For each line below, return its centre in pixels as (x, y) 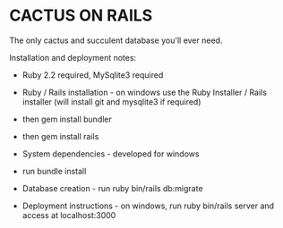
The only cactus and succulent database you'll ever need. (116, 40)
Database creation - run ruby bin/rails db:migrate (112, 188)
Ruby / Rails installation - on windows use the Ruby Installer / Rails (144, 92)
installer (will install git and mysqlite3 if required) (111, 101)
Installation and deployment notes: (73, 57)
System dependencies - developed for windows (111, 154)
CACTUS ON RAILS (81, 16)
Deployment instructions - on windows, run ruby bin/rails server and (148, 206)
